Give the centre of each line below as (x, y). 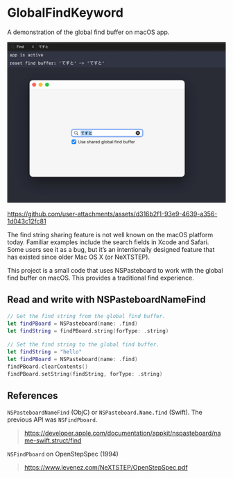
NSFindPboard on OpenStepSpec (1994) (63, 454)
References (33, 396)
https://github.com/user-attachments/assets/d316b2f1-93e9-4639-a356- (112, 214)
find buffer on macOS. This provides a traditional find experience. (101, 278)
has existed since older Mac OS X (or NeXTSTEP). (79, 257)
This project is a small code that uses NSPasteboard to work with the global (115, 270)
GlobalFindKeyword (65, 13)
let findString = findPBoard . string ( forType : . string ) (88, 331)
